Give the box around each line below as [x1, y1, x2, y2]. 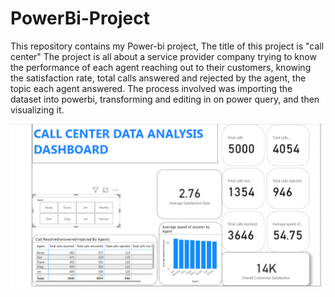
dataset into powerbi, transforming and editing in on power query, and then [10, 93, 320, 105]
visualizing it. [10, 103, 65, 116]
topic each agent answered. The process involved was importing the [10, 82, 293, 94]
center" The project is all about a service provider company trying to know [10, 50, 317, 62]
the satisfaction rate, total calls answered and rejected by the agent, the [10, 72, 307, 84]
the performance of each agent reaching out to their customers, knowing [10, 61, 312, 73]
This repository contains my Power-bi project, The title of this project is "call [10, 40, 325, 52]
